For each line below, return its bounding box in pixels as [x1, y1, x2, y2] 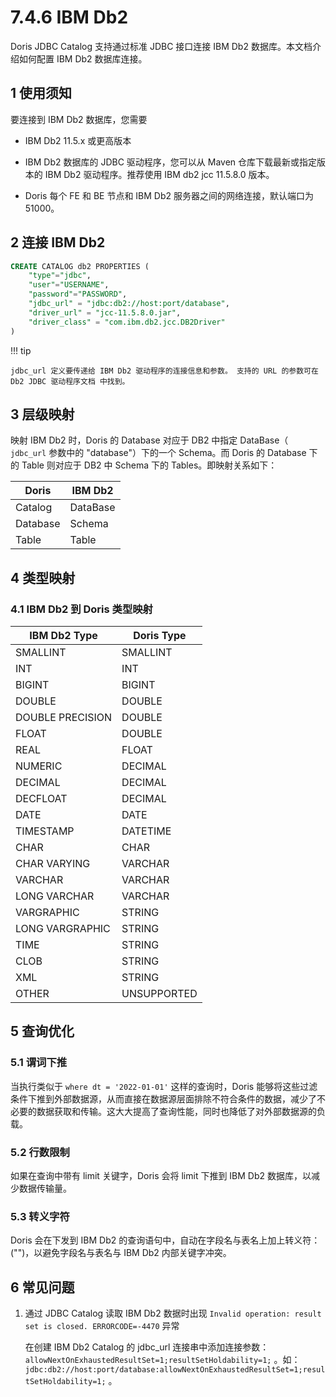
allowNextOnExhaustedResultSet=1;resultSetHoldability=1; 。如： [24, 1354, 301, 1366]
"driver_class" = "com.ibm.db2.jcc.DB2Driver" [28, 317, 226, 327]
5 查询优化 [10, 1023, 75, 1040]
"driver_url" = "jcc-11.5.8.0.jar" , [28, 307, 182, 318]
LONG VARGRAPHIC [15, 922, 111, 936]
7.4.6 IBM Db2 [10, 6, 129, 29]
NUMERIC [15, 759, 63, 773]
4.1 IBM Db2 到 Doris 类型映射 [10, 602, 153, 616]
